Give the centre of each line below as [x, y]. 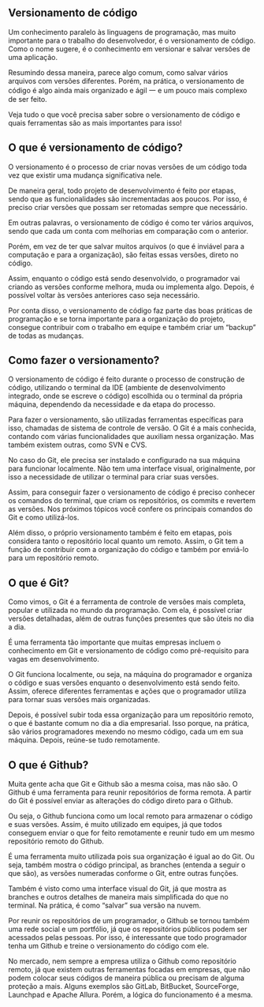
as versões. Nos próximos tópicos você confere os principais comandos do [130, 509]
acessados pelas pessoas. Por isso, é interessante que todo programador [128, 937]
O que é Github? [48, 765]
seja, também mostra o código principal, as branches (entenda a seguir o [127, 865]
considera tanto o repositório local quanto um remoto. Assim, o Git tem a [126, 541]
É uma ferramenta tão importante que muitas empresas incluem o [115, 642]
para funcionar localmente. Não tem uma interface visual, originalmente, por [132, 468]
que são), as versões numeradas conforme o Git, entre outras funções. [123, 874]
